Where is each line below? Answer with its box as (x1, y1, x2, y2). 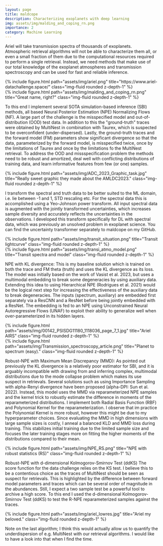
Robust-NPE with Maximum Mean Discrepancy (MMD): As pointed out (5, 358, 145, 364)
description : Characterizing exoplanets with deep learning (5, 16, 130, 21)
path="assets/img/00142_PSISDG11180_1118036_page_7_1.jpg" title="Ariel (5, 328, 151, 333)
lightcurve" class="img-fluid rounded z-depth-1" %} (5, 241, 109, 247)
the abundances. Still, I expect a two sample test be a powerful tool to (5, 486, 145, 492)
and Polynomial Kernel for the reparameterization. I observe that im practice (5, 405, 157, 411)
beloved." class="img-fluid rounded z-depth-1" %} (5, 516, 107, 522)
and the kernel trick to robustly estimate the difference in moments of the (5, 394, 152, 400)
